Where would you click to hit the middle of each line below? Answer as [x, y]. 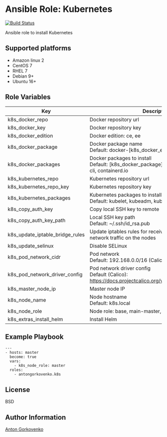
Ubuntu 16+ [24, 81]
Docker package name [116, 144]
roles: [16, 370]
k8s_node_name [27, 300]
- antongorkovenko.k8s [38, 374]
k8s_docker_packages [34, 164]
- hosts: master [22, 353]
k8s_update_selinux [31, 246]
